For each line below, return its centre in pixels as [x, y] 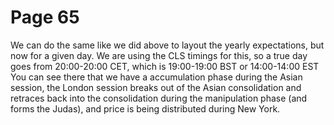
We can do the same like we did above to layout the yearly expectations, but [167, 45]
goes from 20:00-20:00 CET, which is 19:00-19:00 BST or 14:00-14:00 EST [165, 66]
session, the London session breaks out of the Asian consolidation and [156, 87]
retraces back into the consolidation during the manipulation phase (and [159, 98]
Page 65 [45, 17]
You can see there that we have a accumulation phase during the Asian [156, 77]
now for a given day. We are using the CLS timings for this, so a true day [159, 55]
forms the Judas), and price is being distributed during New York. [145, 108]
